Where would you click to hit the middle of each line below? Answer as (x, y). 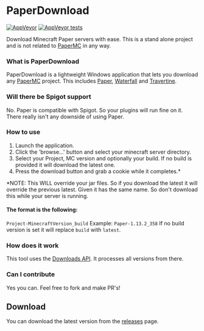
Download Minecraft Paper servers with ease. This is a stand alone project (100, 39)
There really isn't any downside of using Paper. (65, 117)
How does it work (33, 245)
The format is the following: (42, 210)
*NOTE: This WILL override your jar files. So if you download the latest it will (102, 183)
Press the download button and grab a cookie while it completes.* (98, 171)
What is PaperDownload (43, 61)
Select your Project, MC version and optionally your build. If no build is (103, 158)
